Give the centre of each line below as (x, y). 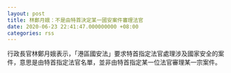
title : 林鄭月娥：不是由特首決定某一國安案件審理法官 (75, 20)
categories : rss (31, 33)
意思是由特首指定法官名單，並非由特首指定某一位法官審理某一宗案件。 (120, 63)
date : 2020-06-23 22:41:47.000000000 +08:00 (73, 26)
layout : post (26, 14)
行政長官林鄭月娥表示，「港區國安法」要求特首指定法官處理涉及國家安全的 (113, 54)
